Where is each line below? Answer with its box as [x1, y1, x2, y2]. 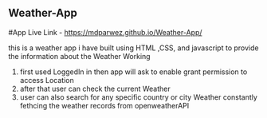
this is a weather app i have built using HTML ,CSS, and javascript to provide [8, 43, 259, 53]
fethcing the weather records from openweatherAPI [19, 100, 190, 110]
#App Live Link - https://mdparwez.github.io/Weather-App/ [8, 27, 202, 37]
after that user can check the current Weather [19, 84, 171, 93]
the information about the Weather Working [8, 51, 151, 61]
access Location [19, 75, 74, 85]
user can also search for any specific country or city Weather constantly [19, 92, 257, 102]
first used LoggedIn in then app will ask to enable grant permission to [19, 67, 248, 77]
